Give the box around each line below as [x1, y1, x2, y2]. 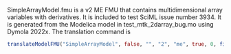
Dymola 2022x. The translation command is [7, 27, 131, 36]
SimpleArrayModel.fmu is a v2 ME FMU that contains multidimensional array [7, 6, 223, 14]
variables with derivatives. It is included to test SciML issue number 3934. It [7, 13, 221, 21]
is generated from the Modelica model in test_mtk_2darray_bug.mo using [7, 21, 214, 28]
